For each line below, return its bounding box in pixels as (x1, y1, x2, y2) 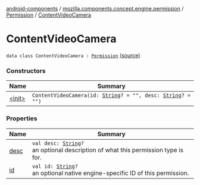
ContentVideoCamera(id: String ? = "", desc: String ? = (32, 92, 191, 99)
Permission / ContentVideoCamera (6, 11, 91, 18)
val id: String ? (32, 163, 79, 170)
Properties (6, 114, 37, 123)
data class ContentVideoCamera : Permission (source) (6, 52, 140, 59)
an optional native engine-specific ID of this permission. (32, 169, 189, 177)
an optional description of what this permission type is (32, 146, 183, 154)
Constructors (6, 67, 46, 75)
